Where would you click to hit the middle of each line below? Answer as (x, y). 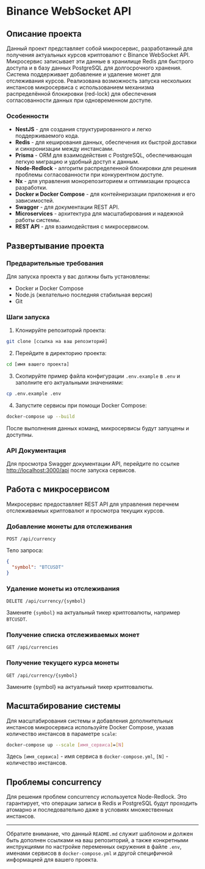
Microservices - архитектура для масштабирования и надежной (99, 214)
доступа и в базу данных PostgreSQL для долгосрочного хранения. (94, 68)
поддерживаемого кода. (47, 136)
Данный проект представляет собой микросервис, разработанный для (100, 48)
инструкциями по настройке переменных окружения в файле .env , (94, 847)
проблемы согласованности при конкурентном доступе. (89, 175)
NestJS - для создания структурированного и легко (83, 129)
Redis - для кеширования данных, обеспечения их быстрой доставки (106, 142)
